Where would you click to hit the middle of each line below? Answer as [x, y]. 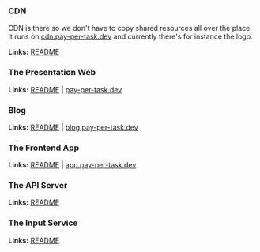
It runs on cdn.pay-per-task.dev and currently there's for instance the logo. [130, 36]
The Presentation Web [52, 73]
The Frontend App [44, 148]
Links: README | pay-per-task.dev [65, 89]
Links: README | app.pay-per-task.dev [72, 165]
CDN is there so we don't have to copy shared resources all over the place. [130, 28]
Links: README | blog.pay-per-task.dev [73, 127]
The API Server [38, 186]
